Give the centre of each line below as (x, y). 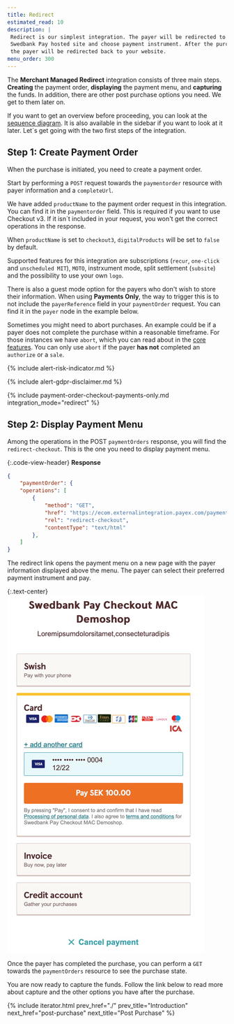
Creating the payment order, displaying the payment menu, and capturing (115, 87)
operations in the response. (47, 226)
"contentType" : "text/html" (85, 528)
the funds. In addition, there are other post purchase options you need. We (114, 94)
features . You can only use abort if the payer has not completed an (104, 347)
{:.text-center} (28, 591)
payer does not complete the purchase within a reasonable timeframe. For (114, 332)
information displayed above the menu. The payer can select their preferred (116, 570)
